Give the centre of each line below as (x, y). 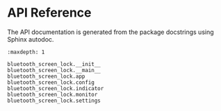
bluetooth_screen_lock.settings (54, 101)
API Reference (49, 13)
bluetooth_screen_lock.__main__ (54, 70)
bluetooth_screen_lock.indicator (56, 88)
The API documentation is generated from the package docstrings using (110, 32)
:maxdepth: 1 (26, 52)
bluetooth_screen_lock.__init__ (54, 64)
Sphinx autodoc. (31, 39)
